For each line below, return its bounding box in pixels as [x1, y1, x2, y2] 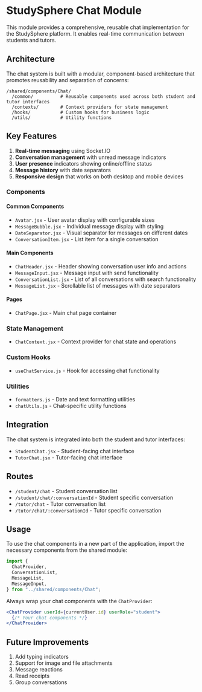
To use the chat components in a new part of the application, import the [6, 540, 185, 548]
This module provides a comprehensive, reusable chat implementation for [6, 24, 189, 31]
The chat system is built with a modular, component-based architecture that [6, 70, 195, 77]
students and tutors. [6, 36, 57, 44]
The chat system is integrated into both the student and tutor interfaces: [6, 436, 185, 443]
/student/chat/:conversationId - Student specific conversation [14, 494, 174, 501]
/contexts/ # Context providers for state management [11, 104, 169, 110]
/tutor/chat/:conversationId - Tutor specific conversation [14, 506, 162, 514]
